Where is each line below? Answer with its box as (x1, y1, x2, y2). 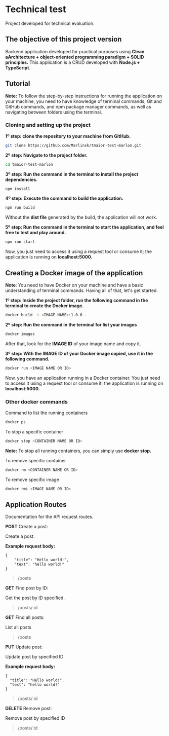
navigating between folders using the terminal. (5, 109, 102, 115)
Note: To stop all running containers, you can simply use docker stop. (5, 448, 152, 454)
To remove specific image (5, 476, 59, 483)
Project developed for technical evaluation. (5, 20, 95, 26)
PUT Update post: (5, 644, 43, 650)
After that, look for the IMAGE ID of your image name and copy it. (5, 341, 141, 347)
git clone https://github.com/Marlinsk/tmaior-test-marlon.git (5, 143, 142, 148)
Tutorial (5, 80, 30, 88)
